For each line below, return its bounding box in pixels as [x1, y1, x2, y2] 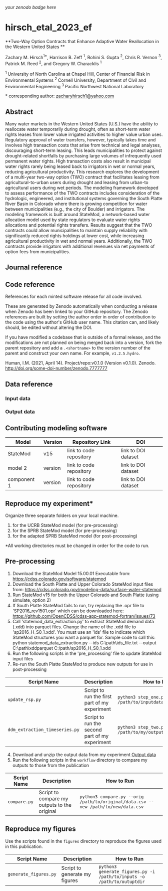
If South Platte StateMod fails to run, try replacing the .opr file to [12, 602, 144, 608]
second [84, 726, 102, 733]
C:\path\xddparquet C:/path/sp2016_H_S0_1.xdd [12, 645, 111, 651]
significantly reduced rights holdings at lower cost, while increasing [5, 233, 144, 239]
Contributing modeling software [5, 424, 107, 432]
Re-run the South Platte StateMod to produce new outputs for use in [12, 661, 153, 667]
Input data [5, 395, 31, 402]
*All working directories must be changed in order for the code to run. [5, 543, 149, 549]
